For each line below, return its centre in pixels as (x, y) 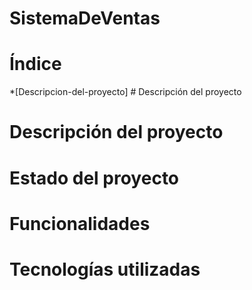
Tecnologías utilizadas (105, 269)
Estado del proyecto (94, 178)
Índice (35, 64)
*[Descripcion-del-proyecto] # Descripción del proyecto (125, 92)
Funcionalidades (80, 223)
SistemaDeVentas (85, 18)
